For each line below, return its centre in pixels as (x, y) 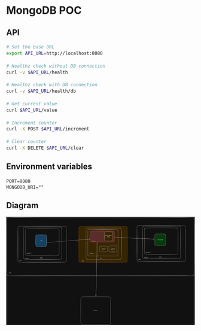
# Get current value (32, 104)
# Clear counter (26, 142)
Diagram (22, 206)
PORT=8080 (19, 181)
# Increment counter (32, 123)
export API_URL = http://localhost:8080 (54, 53)
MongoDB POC (44, 10)
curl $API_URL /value (32, 110)
